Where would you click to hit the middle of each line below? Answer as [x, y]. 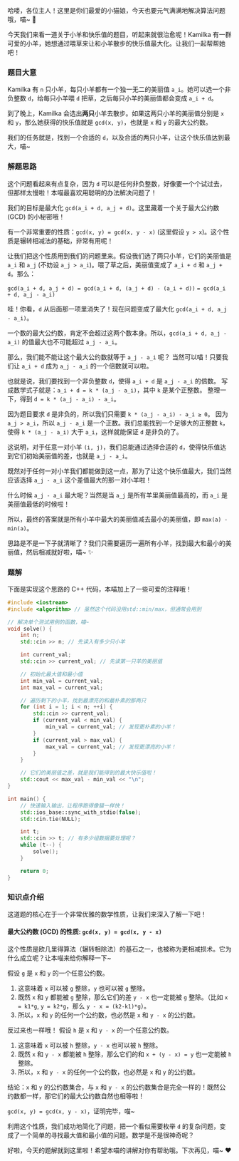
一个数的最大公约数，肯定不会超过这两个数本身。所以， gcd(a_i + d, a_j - [117, 333]
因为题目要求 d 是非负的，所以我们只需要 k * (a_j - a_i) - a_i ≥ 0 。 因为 [118, 414]
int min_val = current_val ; [62, 681]
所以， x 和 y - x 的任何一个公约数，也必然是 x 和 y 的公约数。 [108, 1072]
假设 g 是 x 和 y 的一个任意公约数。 [58, 973]
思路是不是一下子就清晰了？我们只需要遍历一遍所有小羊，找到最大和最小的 [116, 543]
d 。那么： [22, 274]
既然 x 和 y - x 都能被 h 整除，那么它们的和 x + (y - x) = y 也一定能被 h [124, 1054]
